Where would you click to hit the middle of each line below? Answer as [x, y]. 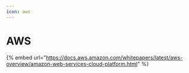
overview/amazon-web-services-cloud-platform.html [72, 64]
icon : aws [19, 12]
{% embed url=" [26, 58]
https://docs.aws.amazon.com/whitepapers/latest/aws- [114, 58]
